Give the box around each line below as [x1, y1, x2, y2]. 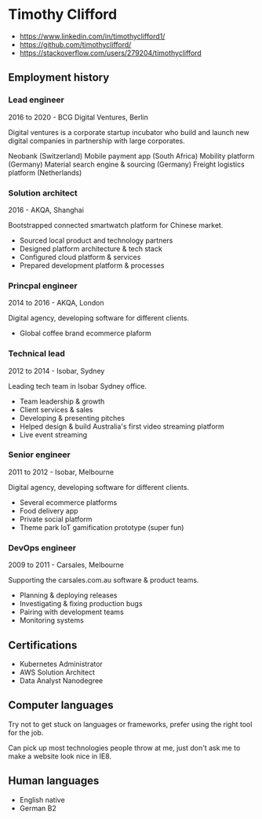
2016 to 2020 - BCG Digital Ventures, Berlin [8, 112, 149, 122]
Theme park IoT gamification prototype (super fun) [19, 522, 184, 532]
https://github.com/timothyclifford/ [19, 39, 132, 49]
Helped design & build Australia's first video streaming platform [19, 422, 225, 431]
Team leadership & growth [19, 397, 105, 406]
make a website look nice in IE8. [8, 751, 112, 761]
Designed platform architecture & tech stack [19, 243, 162, 253]
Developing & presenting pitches [19, 413, 126, 422]
